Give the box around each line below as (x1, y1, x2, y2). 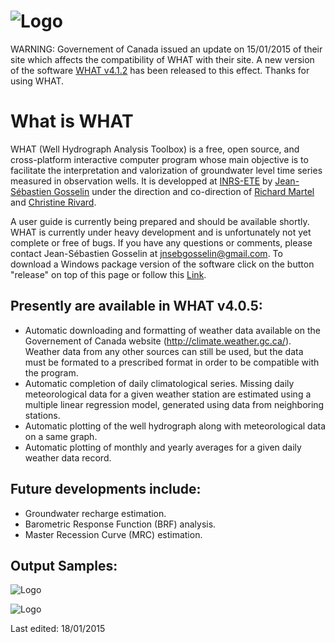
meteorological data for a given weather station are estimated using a (24, 388, 312, 400)
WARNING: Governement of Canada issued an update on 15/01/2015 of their (10, 43, 323, 55)
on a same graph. (24, 430, 98, 442)
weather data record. (24, 451, 112, 464)
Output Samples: (10, 557, 118, 574)
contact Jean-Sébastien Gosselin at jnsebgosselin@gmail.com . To (10, 247, 283, 259)
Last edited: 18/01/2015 (10, 623, 106, 635)
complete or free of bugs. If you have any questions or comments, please (10, 236, 313, 249)
